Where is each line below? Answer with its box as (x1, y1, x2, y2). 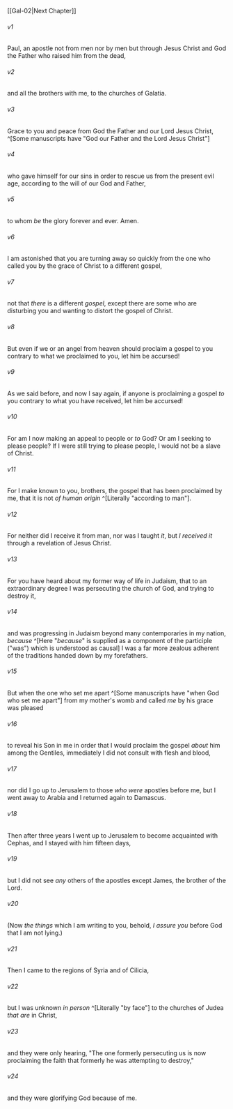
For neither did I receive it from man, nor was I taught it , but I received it (7, 531, 213, 540)
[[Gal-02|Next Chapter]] (7, 7, 77, 15)
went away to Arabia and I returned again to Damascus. (7, 794, 166, 802)
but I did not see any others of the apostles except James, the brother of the (7, 876, 226, 884)
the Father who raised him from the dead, (7, 52, 127, 60)
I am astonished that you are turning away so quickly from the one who (7, 255, 211, 263)
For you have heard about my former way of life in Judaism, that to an (7, 576, 207, 585)
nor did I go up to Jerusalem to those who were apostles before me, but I (7, 786, 216, 794)
